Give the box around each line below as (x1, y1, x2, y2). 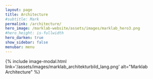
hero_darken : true (5, 35, 44, 40)
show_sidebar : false (5, 40, 49, 45)
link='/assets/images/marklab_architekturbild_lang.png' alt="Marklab (5, 63, 148, 69)
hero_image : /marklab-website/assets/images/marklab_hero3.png (5, 26, 140, 31)
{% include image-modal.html (5, 58, 67, 64)
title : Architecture (5, 12, 49, 17)
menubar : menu (5, 44, 35, 49)
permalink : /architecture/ (5, 21, 62, 26)
